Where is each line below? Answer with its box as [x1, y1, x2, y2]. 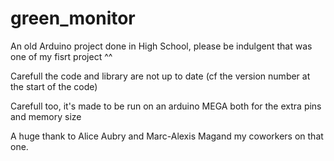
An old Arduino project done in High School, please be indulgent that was [10, 40, 313, 52]
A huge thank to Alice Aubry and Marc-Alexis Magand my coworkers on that [10, 130, 324, 142]
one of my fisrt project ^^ [10, 50, 113, 62]
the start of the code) [10, 80, 98, 92]
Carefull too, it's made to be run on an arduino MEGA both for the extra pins [10, 100, 322, 112]
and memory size [10, 110, 82, 122]
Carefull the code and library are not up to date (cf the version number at [10, 70, 311, 82]
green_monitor [10, 7, 136, 30]
